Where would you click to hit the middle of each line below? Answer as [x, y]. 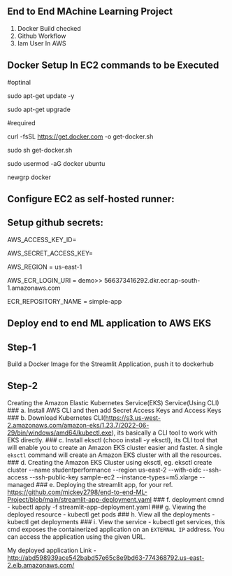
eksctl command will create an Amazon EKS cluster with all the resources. [115, 455]
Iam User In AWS [42, 43]
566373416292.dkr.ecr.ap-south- [152, 280]
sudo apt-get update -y [41, 96]
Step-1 [22, 347]
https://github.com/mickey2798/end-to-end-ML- [78, 492]
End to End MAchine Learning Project [90, 12]
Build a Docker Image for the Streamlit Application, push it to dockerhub [111, 364]
